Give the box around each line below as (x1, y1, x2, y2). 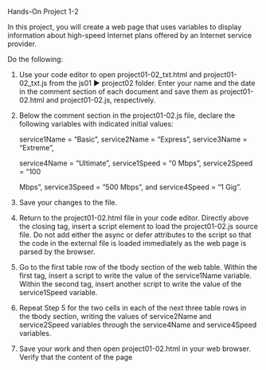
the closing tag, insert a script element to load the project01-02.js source (18, 222, 258, 231)
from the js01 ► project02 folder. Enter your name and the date (49, 79, 256, 88)
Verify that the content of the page (18, 352, 133, 361)
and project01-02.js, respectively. (45, 95, 156, 104)
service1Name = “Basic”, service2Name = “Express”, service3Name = (18, 134, 248, 144)
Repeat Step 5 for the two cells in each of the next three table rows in (18, 303, 247, 313)
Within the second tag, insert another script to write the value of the (18, 279, 242, 289)
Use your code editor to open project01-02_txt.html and (18, 70, 202, 79)
